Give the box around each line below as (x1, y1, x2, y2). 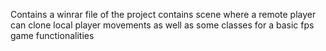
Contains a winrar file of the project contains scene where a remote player (10, 9, 317, 20)
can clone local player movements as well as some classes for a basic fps (10, 19, 315, 31)
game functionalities (10, 30, 95, 41)
